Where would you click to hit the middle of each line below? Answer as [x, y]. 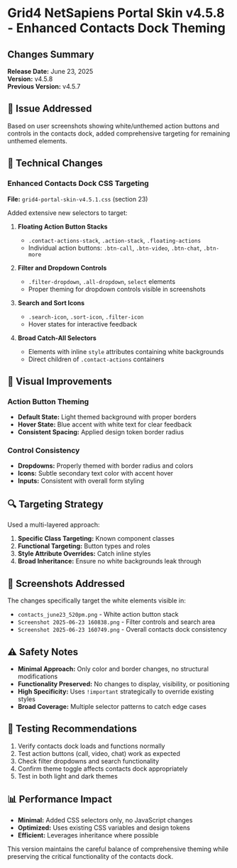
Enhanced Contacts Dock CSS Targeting [78, 184]
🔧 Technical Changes [55, 164]
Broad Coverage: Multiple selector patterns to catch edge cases [112, 706]
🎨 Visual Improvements [60, 381]
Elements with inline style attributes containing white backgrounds [126, 351]
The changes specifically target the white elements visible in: [97, 600]
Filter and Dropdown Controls [62, 268]
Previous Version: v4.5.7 [44, 86]
